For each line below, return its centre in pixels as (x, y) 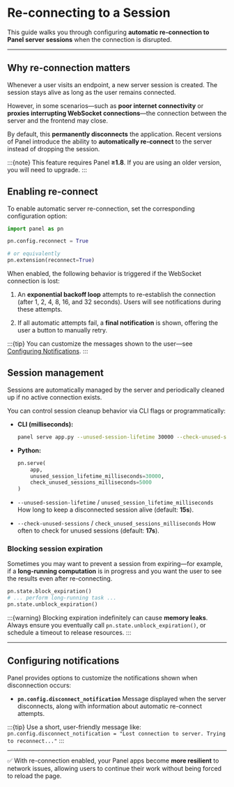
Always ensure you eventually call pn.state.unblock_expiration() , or (107, 625)
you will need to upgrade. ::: (47, 169)
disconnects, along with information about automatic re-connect (110, 706)
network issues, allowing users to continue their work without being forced (114, 768)
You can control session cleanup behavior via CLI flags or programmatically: (117, 411)
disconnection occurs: (39, 685)
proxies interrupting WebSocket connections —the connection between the (117, 113)
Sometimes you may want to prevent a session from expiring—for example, (115, 564)
